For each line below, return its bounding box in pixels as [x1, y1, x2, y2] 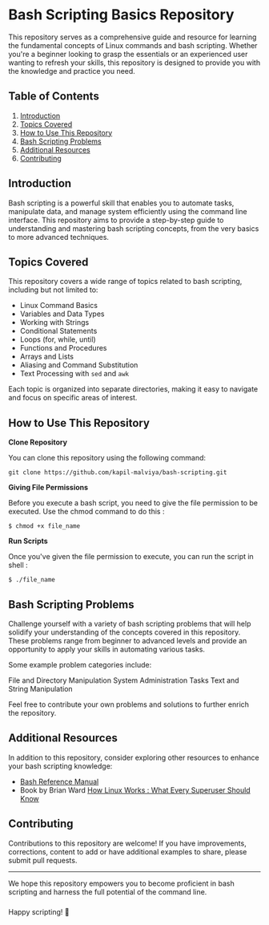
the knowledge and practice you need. [8, 66, 136, 75]
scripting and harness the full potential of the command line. [8, 886, 207, 896]
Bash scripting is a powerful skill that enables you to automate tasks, [8, 198, 235, 208]
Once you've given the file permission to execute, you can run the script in [8, 552, 254, 562]
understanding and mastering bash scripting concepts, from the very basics [8, 223, 259, 233]
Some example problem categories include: [8, 660, 152, 669]
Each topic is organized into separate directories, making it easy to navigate [8, 384, 259, 394]
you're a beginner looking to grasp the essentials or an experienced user [8, 49, 248, 59]
